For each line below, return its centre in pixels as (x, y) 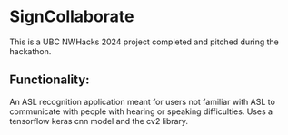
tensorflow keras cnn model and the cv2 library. (99, 121)
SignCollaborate (72, 17)
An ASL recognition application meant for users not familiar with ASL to (142, 101)
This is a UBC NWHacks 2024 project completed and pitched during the (144, 42)
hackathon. (30, 51)
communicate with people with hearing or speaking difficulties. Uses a (141, 111)
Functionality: (50, 80)
